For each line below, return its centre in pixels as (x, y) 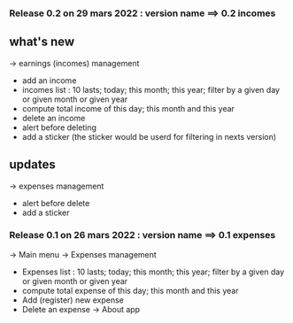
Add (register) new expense (73, 300)
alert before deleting (59, 127)
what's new (42, 42)
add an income (49, 80)
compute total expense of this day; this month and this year (130, 290)
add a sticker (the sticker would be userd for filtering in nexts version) (149, 136)
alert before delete (56, 203)
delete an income (54, 118)
